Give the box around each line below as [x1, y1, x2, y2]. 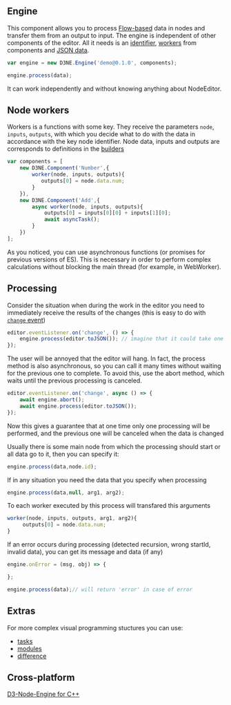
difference [17, 652, 47, 660]
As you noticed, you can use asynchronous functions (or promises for [7, 248, 205, 256]
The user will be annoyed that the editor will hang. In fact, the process [7, 354, 205, 363]
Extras [7, 605, 36, 617]
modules [17, 644, 43, 652]
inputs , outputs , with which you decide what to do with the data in [7, 130, 195, 138]
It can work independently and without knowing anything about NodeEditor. [7, 84, 222, 93]
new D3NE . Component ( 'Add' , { [19, 196, 100, 203]
